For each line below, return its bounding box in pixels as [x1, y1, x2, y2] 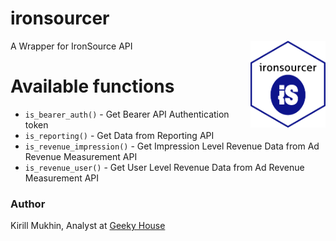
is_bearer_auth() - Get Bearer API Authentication [24, 108, 230, 120]
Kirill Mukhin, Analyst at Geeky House [10, 220, 166, 232]
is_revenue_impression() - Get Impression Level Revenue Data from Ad [24, 140, 320, 152]
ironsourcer [10, 7, 110, 30]
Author [10, 197, 46, 211]
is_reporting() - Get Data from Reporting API [24, 129, 215, 141]
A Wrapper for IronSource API [10, 40, 133, 52]
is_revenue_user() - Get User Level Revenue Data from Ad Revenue [24, 161, 305, 173]
